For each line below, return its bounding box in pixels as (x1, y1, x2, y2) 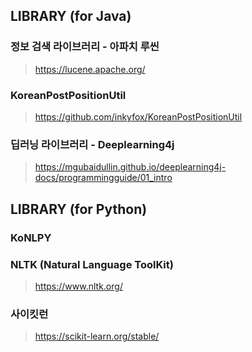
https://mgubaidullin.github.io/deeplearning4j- (34, 161, 227, 173)
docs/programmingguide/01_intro (34, 172, 173, 184)
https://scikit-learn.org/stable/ (34, 330, 160, 343)
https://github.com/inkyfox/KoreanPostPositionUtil (34, 110, 243, 123)
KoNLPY (10, 230, 52, 244)
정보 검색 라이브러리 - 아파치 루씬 (10, 40, 160, 54)
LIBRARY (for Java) (10, 8, 132, 25)
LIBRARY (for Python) (10, 200, 148, 218)
